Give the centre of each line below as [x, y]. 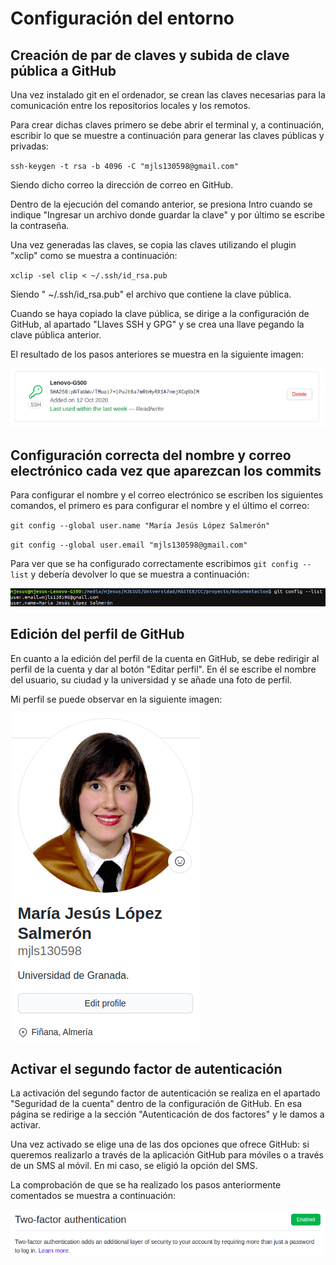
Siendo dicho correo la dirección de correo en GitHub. [122, 185]
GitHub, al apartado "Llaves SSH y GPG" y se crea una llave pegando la [157, 324]
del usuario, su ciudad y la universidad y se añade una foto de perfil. [151, 679]
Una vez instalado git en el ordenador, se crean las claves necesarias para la [168, 95]
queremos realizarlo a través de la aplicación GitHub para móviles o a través [167, 1155]
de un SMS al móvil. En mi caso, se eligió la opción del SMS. [134, 1166]
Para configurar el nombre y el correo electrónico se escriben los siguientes [167, 494]
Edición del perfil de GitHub [97, 634]
